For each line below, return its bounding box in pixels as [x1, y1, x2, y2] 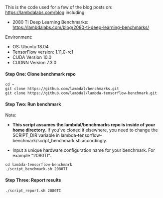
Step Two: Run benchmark [5, 101, 61, 107]
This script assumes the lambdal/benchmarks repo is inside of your [12, 122, 156, 128]
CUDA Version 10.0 [12, 54, 52, 60]
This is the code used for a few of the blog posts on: [5, 4, 113, 10]
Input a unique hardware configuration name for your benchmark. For [12, 147, 156, 153]
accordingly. [81, 138, 107, 144]
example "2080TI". [12, 153, 51, 159]
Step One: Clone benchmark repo [5, 71, 76, 77]
